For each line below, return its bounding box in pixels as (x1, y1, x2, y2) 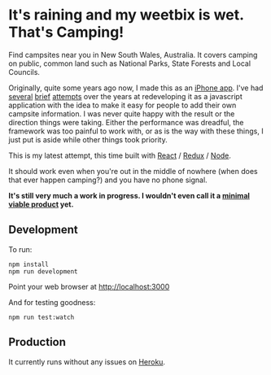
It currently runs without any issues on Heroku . (8, 356, 165, 367)
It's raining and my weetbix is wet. (8, 6, 244, 24)
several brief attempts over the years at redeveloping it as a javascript (8, 91, 243, 101)
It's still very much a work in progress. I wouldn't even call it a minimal (8, 190, 251, 200)
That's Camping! (8, 23, 125, 41)
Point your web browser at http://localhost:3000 (8, 281, 170, 291)
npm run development (8, 267, 79, 276)
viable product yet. (8, 199, 74, 209)
